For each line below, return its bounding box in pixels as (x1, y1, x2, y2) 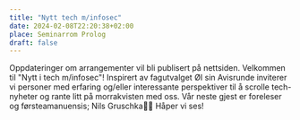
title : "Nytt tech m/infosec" (9, 13, 123, 22)
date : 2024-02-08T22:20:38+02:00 (9, 21, 134, 30)
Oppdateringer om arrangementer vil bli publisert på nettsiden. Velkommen (9, 63, 287, 73)
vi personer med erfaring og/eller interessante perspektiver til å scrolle (9, 81, 270, 92)
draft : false (9, 38, 58, 47)
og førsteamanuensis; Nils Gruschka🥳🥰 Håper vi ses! (9, 100, 204, 112)
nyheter (9, 91, 39, 102)
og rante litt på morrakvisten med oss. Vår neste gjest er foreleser (39, 91, 282, 102)
